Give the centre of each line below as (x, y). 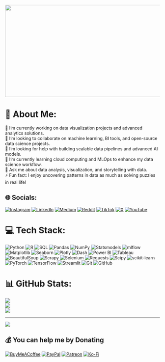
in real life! (15, 182)
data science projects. (27, 143)
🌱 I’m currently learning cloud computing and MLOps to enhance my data (79, 159)
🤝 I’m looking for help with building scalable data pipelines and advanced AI (82, 149)
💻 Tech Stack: (35, 230)
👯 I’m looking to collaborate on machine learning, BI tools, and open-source (81, 138)
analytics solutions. (25, 133)
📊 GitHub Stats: (39, 284)
